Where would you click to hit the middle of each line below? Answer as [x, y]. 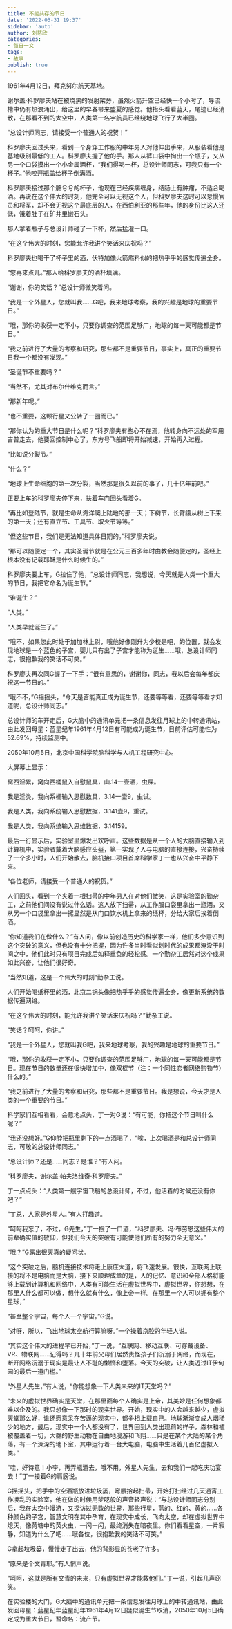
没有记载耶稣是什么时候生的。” [61, 559]
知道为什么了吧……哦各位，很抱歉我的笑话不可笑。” [91, 1534]
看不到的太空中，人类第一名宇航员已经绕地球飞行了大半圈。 [116, 118]
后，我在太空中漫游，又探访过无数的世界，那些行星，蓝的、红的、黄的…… [112, 1508]
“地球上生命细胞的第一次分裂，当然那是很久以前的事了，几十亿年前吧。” [108, 483]
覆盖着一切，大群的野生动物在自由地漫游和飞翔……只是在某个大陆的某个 [115, 1435]
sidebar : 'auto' [30, 26]
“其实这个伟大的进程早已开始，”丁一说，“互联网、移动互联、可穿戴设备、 [109, 1345]
